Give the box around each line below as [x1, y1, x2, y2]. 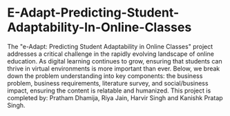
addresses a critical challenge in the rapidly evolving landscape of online [7, 50, 214, 58]
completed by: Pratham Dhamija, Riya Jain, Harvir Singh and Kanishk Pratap [7, 93, 223, 101]
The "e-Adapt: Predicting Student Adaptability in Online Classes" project [7, 42, 213, 50]
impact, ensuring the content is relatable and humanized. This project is [7, 86, 211, 95]
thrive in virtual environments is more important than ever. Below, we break [7, 64, 220, 72]
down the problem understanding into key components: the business [7, 71, 203, 80]
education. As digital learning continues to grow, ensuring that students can [7, 57, 222, 65]
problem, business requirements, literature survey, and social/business [7, 79, 209, 87]
